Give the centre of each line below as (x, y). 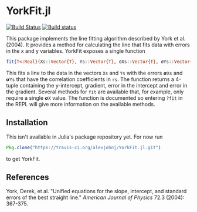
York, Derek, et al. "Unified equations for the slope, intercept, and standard (96, 191)
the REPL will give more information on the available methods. (81, 104)
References (28, 177)
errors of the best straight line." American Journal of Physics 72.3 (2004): (95, 197)
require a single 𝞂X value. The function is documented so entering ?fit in (94, 97)
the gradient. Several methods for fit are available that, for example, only (95, 92)
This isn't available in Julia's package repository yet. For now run (84, 137)
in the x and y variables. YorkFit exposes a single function (76, 51)
